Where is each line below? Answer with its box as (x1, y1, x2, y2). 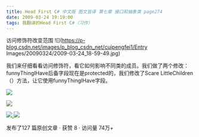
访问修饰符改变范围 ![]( (6, 37, 63, 44)
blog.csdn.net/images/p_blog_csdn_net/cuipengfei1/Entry (6, 43, 148, 51)
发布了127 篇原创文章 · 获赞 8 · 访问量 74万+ (6, 124, 114, 132)
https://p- (61, 37, 85, 44)
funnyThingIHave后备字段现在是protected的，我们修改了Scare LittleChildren (6, 70, 194, 77)
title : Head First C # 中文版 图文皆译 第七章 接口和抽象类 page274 (6, 8, 163, 15)
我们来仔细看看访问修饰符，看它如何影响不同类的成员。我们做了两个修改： (6, 62, 189, 69)
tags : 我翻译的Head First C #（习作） (6, 20, 93, 26)
